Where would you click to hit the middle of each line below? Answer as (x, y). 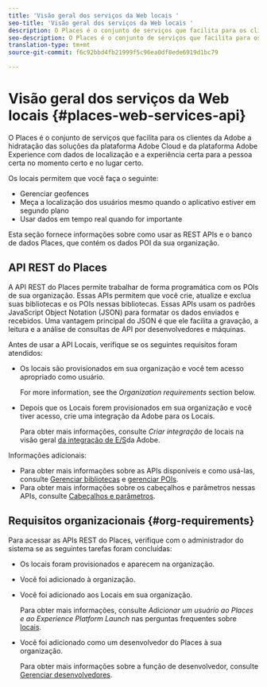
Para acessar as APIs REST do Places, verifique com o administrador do (126, 540)
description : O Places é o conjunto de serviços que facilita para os (128, 30)
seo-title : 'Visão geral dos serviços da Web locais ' (101, 23)
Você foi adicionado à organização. (77, 579)
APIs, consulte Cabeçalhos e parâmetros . (87, 496)
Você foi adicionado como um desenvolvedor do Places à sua (121, 642)
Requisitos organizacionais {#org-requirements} (132, 521)
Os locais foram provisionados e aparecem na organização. (117, 564)
